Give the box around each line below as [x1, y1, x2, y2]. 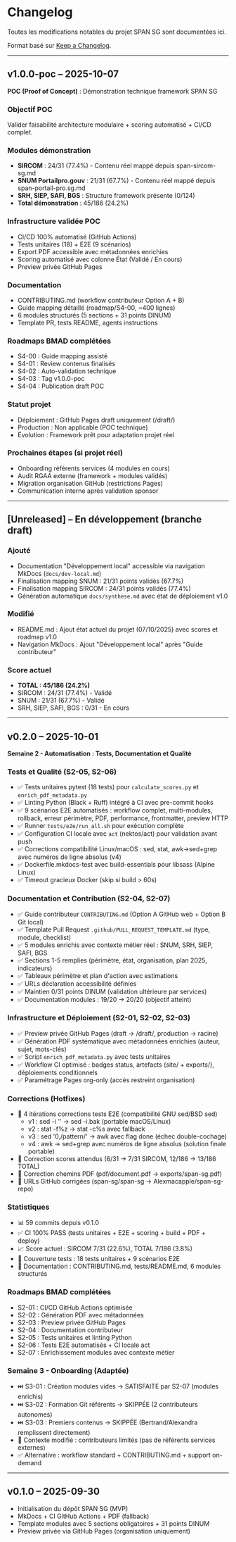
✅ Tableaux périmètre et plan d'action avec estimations [17, 971, 178, 979]
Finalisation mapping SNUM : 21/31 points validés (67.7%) [17, 577, 184, 585]
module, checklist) [17, 933, 72, 941]
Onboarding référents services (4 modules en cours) [17, 464, 170, 472]
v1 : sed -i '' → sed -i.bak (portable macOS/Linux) [27, 1117, 171, 1126]
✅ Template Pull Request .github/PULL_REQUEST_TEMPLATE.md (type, [17, 925, 211, 934]
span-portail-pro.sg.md [17, 184, 86, 192]
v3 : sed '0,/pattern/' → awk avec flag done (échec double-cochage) [27, 1132, 227, 1141]
